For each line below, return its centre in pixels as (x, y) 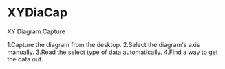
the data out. (25, 59)
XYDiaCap (37, 13)
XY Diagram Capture (36, 31)
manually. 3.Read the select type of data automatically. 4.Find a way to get (112, 52)
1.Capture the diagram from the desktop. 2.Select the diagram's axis (104, 44)
